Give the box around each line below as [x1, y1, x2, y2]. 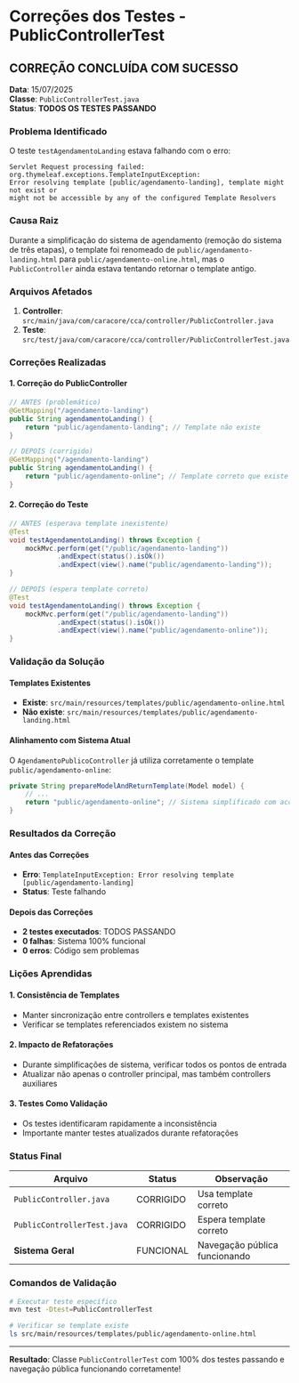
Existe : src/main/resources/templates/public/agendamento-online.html [21, 697, 286, 708]
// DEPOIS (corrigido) [9, 447, 93, 456]
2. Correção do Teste [9, 499, 89, 510]
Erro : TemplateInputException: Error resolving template [21, 869, 234, 880]
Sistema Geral [13, 1244, 75, 1257]
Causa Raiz [9, 214, 60, 227]
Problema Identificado [9, 125, 108, 137]
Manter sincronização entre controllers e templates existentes [21, 1009, 249, 1020]
